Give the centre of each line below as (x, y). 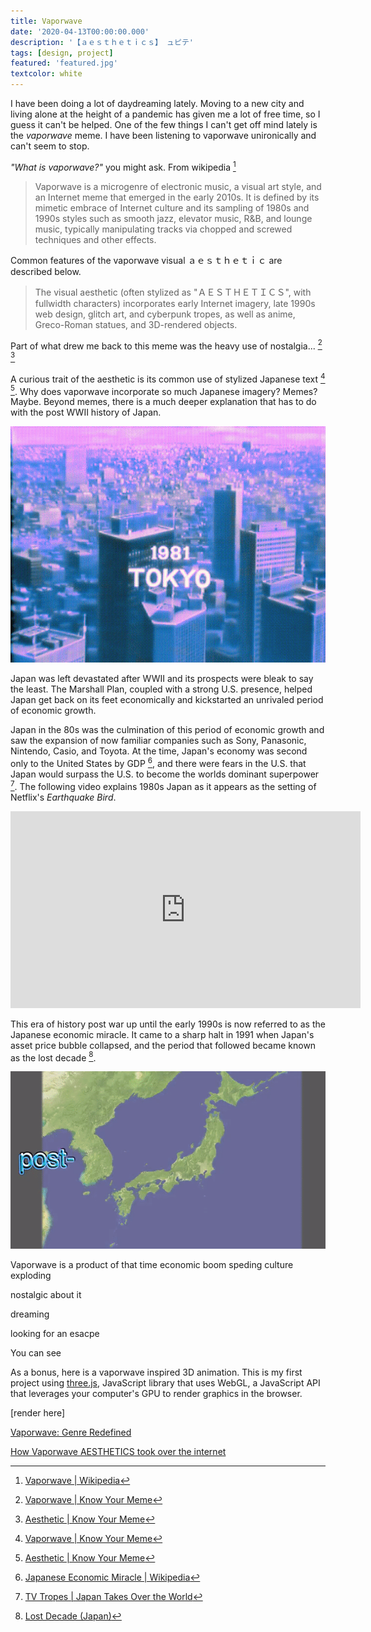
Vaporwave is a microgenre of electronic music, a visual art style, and (178, 186)
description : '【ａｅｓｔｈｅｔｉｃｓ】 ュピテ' (102, 42)
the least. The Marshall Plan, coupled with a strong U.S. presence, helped (161, 689)
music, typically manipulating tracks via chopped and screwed (163, 229)
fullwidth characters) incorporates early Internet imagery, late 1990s (175, 303)
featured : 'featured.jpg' (64, 63)
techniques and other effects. (95, 239)
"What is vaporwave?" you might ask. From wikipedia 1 (123, 166)
